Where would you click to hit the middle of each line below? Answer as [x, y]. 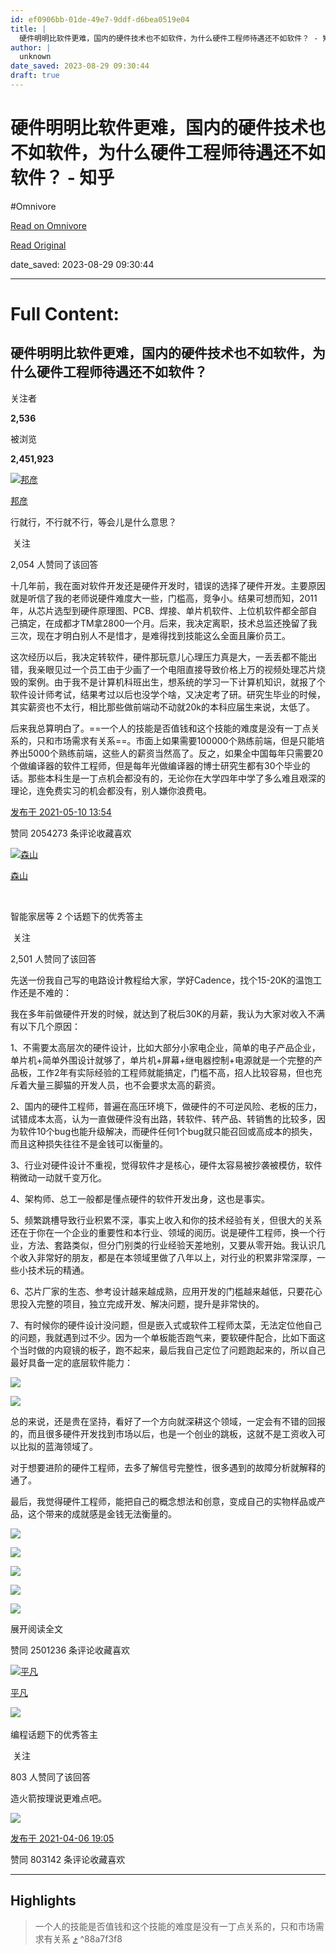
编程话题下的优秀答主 [54, 1734]
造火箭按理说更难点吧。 [58, 1798]
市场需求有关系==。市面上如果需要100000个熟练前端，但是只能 [185, 740]
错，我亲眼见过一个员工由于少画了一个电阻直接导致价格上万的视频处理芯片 [163, 669]
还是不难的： [45, 992]
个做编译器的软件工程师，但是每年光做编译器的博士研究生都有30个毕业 [156, 765]
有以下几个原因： [45, 1026]
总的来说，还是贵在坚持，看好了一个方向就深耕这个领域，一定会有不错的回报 [168, 1421]
